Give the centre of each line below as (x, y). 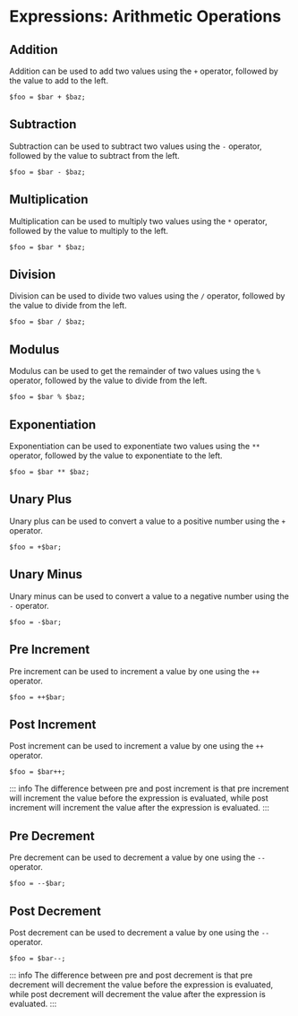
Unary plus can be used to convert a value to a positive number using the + (148, 521)
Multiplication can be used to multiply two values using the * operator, (138, 221)
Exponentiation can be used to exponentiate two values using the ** (135, 447)
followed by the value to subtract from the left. (95, 155)
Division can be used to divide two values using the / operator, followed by (147, 296)
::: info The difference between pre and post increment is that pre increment (149, 789)
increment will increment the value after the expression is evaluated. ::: (140, 808)
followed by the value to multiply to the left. (89, 230)
